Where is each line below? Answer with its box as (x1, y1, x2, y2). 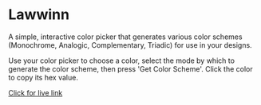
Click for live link (8, 87, 63, 97)
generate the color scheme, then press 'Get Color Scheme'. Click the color (8, 64, 253, 73)
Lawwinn (8, 6, 70, 24)
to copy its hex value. (8, 72, 78, 82)
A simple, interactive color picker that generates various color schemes (8, 32, 243, 41)
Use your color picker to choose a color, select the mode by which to (8, 56, 235, 65)
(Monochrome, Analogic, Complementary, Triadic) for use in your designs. (8, 40, 253, 49)
